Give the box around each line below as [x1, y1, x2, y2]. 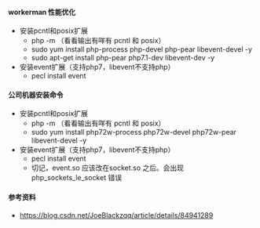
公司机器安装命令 [8, 90, 64, 100]
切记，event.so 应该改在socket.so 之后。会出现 [31, 163, 185, 172]
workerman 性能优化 [8, 7, 76, 16]
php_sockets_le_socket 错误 [31, 173, 123, 183]
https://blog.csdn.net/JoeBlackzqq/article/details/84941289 [19, 210, 214, 219]
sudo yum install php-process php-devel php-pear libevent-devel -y [31, 45, 253, 54]
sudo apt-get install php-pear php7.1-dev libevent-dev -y [31, 53, 215, 63]
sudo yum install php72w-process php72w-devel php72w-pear [31, 128, 237, 137]
